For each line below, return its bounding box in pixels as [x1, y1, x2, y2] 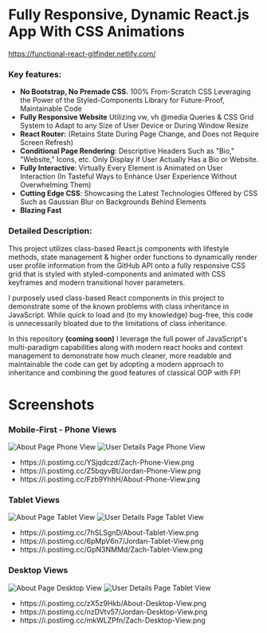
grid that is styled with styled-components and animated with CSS [8, 269, 226, 278]
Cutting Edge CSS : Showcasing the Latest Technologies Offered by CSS [19, 189, 258, 199]
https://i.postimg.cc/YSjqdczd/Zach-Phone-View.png [19, 458, 194, 467]
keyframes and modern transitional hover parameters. [8, 277, 186, 287]
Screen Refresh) [19, 138, 74, 147]
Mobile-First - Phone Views [8, 424, 117, 435]
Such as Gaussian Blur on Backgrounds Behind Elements [19, 197, 207, 206]
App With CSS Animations [8, 22, 185, 41]
